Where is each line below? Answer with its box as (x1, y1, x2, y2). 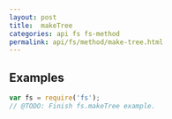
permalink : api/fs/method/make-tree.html (9, 37, 164, 47)
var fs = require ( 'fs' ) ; (9, 93, 101, 102)
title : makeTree (9, 21, 73, 30)
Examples (9, 70, 64, 85)
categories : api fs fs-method (9, 29, 121, 38)
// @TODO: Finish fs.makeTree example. (9, 101, 156, 110)
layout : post (9, 12, 57, 22)
